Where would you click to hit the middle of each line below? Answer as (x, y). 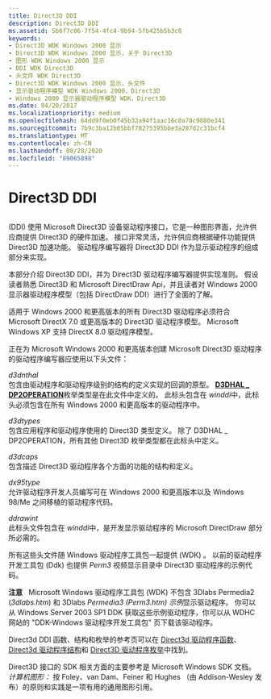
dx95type (24, 482)
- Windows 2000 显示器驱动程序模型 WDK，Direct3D (88, 98)
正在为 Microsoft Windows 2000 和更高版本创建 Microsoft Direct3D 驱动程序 (135, 348)
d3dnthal (23, 375)
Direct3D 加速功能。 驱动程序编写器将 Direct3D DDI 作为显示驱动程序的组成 (133, 247)
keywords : (25, 38)
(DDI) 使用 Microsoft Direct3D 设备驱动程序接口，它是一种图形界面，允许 (129, 227)
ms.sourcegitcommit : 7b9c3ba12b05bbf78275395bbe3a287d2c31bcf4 (117, 128)
